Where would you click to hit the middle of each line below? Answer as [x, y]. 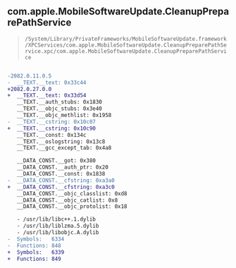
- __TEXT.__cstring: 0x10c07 [52, 122]
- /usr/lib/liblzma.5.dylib [58, 226]
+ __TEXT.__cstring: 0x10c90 [52, 128]
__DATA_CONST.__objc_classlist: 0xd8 [72, 193]
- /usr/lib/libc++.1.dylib [56, 219]
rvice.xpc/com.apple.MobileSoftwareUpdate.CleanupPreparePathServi [125, 51]
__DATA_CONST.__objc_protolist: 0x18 [72, 207]
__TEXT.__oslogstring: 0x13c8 [61, 141]
